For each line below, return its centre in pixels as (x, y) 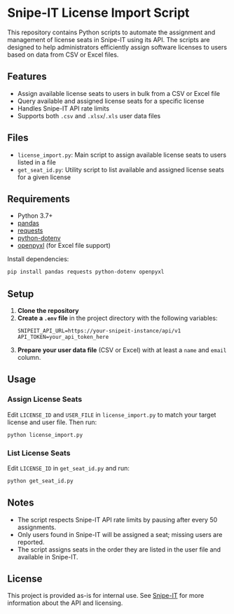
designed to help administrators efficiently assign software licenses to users (117, 47)
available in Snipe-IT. (48, 557)
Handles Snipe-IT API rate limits (63, 108)
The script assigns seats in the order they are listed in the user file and (119, 549)
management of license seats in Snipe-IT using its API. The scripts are (109, 39)
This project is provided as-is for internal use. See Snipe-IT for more (106, 596)
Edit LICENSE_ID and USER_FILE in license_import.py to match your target (112, 414)
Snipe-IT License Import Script (98, 13)
